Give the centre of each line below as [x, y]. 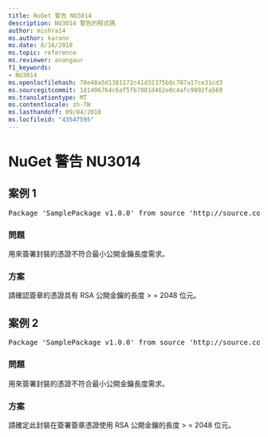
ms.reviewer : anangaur [46, 61]
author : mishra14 [37, 30]
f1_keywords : [30, 68]
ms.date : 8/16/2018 [41, 46]
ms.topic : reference [43, 53]
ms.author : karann [39, 38]
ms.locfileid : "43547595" [51, 120]
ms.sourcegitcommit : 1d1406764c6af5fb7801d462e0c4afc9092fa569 [116, 90]
